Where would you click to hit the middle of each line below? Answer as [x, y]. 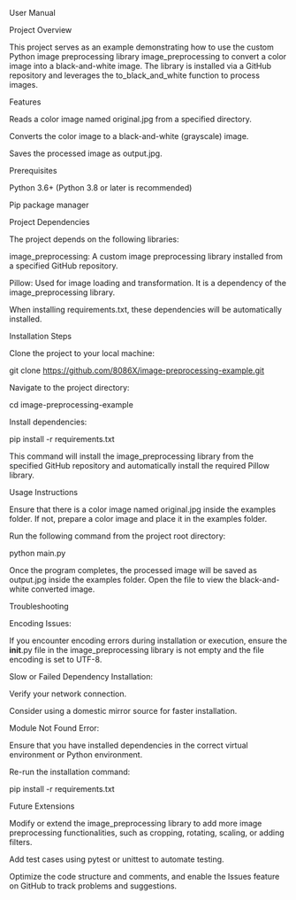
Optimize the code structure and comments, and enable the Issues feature [144, 877]
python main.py [38, 553]
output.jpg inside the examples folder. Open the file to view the [124, 580]
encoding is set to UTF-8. [56, 659]
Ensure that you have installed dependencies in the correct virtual [129, 745]
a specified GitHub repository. [64, 266]
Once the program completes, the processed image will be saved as [133, 570]
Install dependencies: [48, 422]
